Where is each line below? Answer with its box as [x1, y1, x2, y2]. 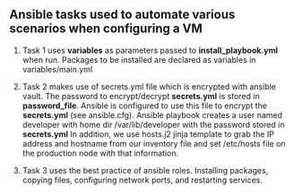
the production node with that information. [22, 148, 179, 158]
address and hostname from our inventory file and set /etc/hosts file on [22, 138, 286, 148]
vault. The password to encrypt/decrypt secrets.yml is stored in [22, 90, 260, 101]
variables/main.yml [22, 63, 93, 74]
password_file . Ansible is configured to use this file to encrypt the [22, 100, 267, 111]
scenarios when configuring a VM [9, 21, 203, 37]
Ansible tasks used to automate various [9, 7, 236, 22]
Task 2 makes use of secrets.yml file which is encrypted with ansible [22, 80, 276, 92]
